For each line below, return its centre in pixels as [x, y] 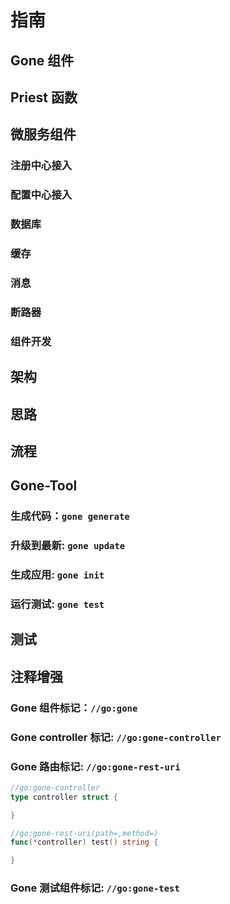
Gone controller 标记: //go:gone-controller [116, 737]
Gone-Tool [44, 486]
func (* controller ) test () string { [84, 842]
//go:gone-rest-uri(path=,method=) [84, 833]
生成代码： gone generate [70, 516]
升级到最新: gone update [68, 546]
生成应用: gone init [57, 575]
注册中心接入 [41, 166]
